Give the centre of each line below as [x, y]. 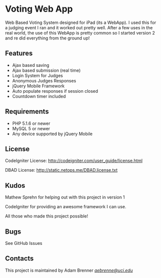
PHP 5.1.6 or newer [31, 123]
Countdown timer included [39, 96]
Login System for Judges [37, 75]
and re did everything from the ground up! [47, 38]
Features [19, 53]
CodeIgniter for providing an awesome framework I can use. [66, 207]
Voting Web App [39, 9]
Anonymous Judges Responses [44, 80]
